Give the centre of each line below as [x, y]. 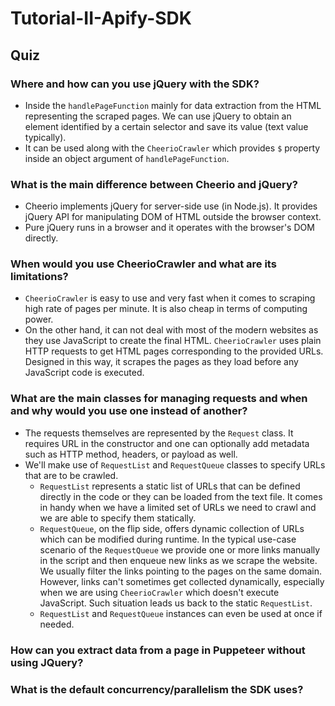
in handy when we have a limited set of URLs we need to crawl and [178, 507]
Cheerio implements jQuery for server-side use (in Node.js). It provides [171, 206]
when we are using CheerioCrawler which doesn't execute [159, 592]
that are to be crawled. [71, 475]
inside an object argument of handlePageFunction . [127, 158]
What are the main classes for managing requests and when [159, 399]
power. [39, 319]
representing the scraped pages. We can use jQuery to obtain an [158, 116]
